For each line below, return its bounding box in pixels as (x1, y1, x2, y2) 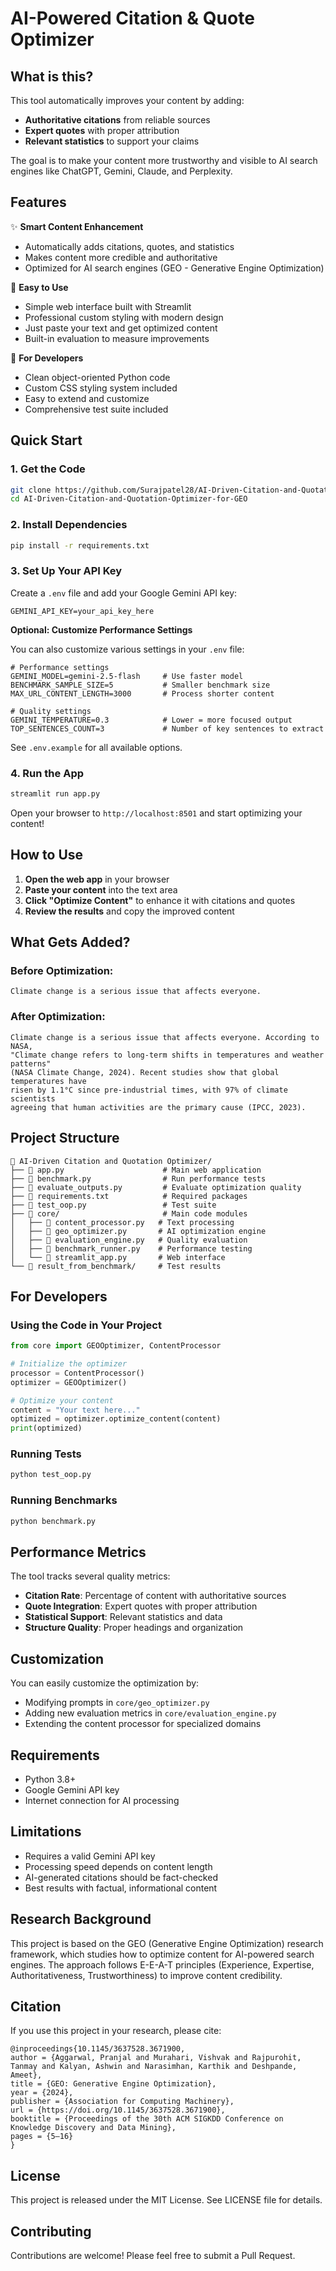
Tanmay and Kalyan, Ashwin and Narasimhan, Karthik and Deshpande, (10, 2062, 298, 2072)
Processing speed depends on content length (24, 1860, 213, 1872)
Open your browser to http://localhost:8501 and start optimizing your (10, 807, 303, 819)
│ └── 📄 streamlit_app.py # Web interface (10, 1252, 226, 1262)
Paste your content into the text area (24, 883, 178, 896)
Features (10, 194, 67, 211)
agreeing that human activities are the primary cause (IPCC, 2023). (10, 1102, 307, 1112)
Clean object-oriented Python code (24, 371, 171, 383)
